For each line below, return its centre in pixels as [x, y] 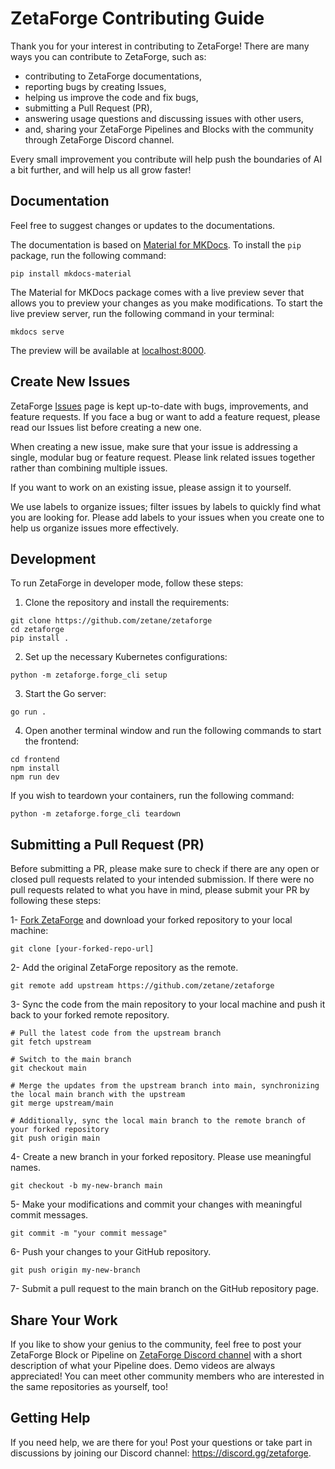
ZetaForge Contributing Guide [137, 18]
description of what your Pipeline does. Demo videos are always [143, 1365]
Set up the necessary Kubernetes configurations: [126, 657]
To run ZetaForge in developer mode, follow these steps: [127, 583]
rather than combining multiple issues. [89, 468]
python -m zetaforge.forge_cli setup [89, 675]
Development [53, 558]
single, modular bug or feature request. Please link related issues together [163, 457]
